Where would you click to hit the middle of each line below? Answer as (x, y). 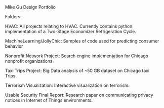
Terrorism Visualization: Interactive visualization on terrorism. (67, 85)
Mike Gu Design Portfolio (30, 7)
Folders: (13, 17)
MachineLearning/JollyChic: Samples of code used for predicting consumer (82, 41)
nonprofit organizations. (30, 61)
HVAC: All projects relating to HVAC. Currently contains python (69, 26)
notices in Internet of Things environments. (49, 100)
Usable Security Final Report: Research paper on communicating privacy (79, 95)
